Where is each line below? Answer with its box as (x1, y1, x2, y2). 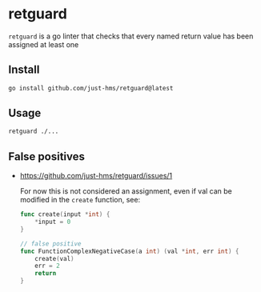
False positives (8, 150, 86, 163)
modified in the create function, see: (19, 195, 141, 205)
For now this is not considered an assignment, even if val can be (19, 186, 232, 196)
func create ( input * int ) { (19, 210, 110, 218)
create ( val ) (34, 254, 74, 262)
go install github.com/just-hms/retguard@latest (8, 84, 174, 92)
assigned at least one (8, 39, 79, 49)
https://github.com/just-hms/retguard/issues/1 (19, 171, 173, 181)
